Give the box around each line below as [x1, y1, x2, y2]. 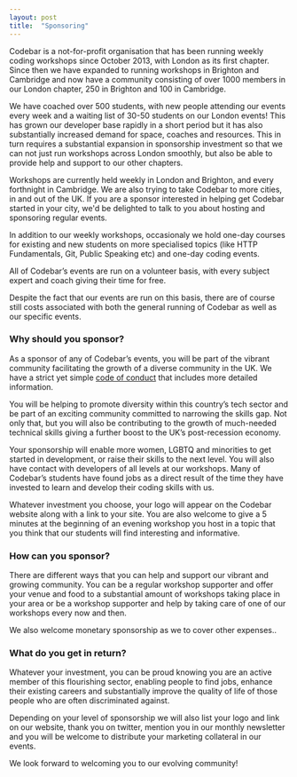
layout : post [9, 12, 58, 22]
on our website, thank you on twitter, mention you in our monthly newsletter [9, 722, 285, 733]
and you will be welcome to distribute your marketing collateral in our [9, 732, 262, 742]
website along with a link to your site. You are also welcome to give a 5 [9, 508, 268, 519]
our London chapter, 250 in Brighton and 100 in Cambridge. [9, 83, 227, 94]
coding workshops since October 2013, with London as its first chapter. [9, 55, 270, 66]
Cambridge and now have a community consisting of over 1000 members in [9, 74, 286, 84]
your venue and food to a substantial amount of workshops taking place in [9, 589, 281, 599]
